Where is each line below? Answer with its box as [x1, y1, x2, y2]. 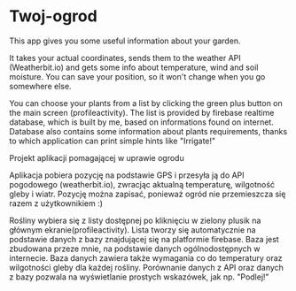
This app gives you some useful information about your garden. [9, 35, 241, 46]
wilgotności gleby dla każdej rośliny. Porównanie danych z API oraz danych [9, 262, 284, 272]
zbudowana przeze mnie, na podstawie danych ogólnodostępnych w [9, 243, 261, 254]
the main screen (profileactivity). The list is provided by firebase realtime [9, 107, 275, 118]
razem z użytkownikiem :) [9, 197, 104, 209]
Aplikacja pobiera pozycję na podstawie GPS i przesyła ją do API [9, 170, 245, 180]
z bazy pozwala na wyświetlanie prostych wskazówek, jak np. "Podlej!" [9, 272, 269, 282]
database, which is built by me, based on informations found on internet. [9, 117, 275, 127]
